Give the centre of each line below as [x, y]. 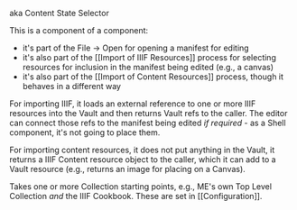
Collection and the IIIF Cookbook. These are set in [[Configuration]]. [136, 196]
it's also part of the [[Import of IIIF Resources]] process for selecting [149, 57]
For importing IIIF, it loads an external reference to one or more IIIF [133, 104]
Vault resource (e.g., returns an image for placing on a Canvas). [127, 169]
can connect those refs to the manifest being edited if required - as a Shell [148, 123]
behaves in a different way [72, 86]
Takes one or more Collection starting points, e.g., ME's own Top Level [141, 187]
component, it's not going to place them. [85, 132]
